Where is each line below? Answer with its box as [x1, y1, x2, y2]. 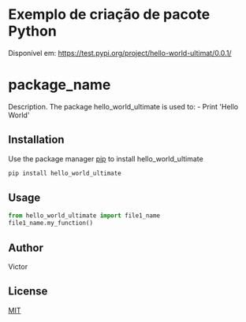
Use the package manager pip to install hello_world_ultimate [8, 154, 203, 163]
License [8, 285, 48, 298]
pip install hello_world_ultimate [8, 169, 122, 177]
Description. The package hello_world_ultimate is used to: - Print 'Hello [8, 102, 239, 111]
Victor [8, 261, 28, 271]
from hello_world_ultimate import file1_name [8, 212, 160, 220]
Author [8, 241, 43, 254]
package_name [8, 76, 111, 94]
